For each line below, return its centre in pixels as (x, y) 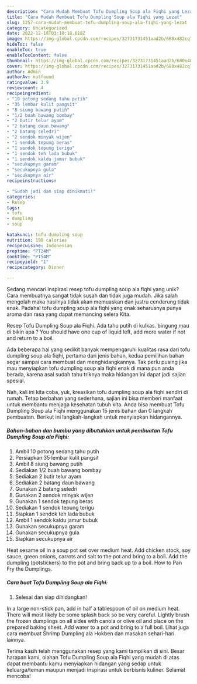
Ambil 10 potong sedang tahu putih (57, 451)
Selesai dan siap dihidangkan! (51, 597)
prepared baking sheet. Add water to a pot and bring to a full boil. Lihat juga (98, 627)
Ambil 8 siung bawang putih (49, 464)
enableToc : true (26, 50)
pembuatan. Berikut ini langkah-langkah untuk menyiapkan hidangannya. (95, 417)
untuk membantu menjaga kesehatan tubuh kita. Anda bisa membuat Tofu (96, 405)
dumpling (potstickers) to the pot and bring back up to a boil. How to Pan (94, 562)
